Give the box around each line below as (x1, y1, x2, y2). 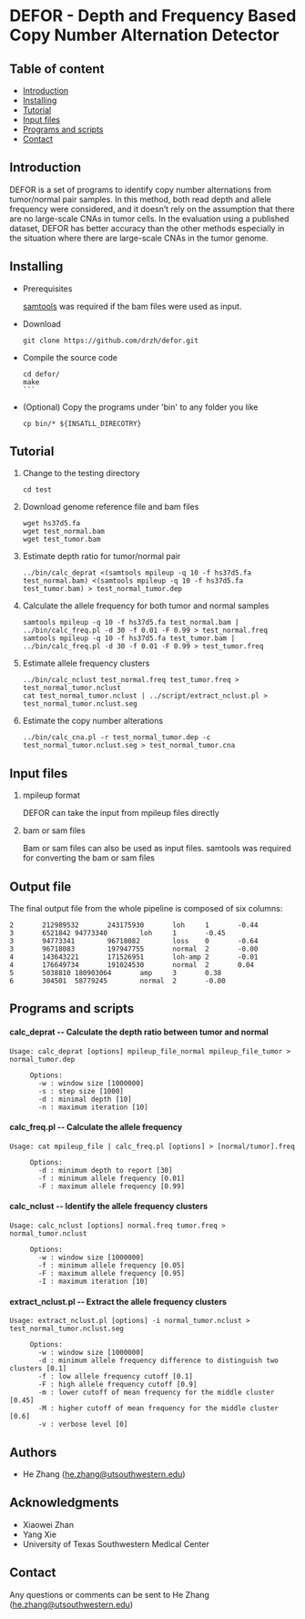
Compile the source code (22, 351, 118, 362)
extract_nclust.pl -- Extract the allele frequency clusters (9, 1296, 228, 1307)
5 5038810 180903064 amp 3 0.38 (9, 969, 222, 978)
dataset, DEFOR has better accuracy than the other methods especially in (9, 222, 285, 233)
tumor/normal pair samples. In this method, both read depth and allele (9, 193, 271, 205)
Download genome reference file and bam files (22, 502, 199, 513)
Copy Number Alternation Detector (9, 25, 280, 46)
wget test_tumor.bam (22, 535, 101, 545)
